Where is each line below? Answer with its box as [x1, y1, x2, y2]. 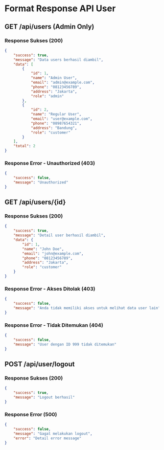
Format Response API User [4, 3, 116, 14]
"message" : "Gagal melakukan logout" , [13, 431, 93, 436]
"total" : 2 [13, 144, 36, 149]
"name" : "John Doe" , [22, 247, 64, 251]
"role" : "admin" [30, 93, 64, 98]
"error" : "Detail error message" [13, 436, 82, 441]
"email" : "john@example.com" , [22, 251, 84, 256]
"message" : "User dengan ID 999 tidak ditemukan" [13, 342, 117, 347]
